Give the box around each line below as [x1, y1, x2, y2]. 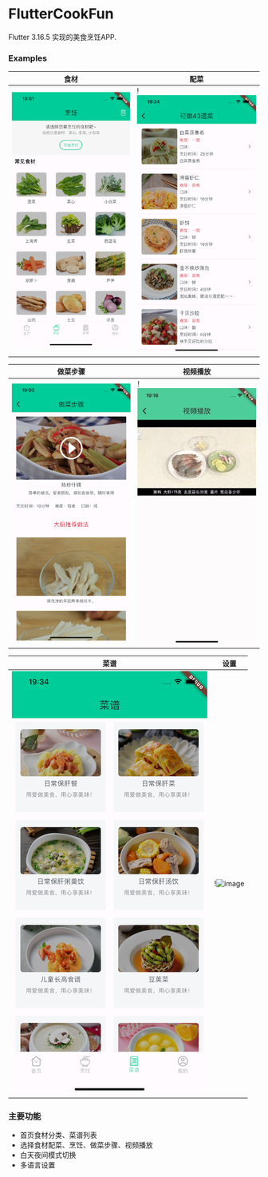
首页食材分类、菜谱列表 [19, 1131, 97, 1140]
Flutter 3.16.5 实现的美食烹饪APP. [8, 32, 117, 42]
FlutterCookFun [8, 5, 114, 23]
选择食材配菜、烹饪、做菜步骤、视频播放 [19, 1140, 153, 1150]
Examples [8, 53, 48, 64]
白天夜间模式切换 [19, 1151, 77, 1160]
